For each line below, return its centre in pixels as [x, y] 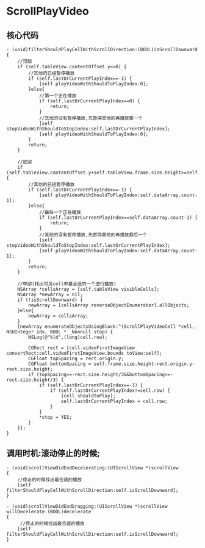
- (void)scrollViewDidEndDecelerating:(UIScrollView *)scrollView [92, 468]
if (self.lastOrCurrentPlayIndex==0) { [89, 101]
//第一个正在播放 [58, 96]
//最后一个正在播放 [60, 212]
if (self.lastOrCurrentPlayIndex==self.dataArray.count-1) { [118, 218]
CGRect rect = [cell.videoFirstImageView [82, 348]
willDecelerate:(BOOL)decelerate [49, 511]
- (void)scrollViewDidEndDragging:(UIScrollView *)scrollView [87, 506]
